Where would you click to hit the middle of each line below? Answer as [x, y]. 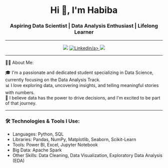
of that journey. [21, 103]
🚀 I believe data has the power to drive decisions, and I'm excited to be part [83, 98]
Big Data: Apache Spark [37, 150]
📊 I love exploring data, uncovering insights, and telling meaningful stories [82, 85]
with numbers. [20, 92]
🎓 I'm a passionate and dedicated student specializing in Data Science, [79, 72]
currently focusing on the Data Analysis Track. [53, 80]
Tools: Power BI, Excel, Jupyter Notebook [55, 144]
